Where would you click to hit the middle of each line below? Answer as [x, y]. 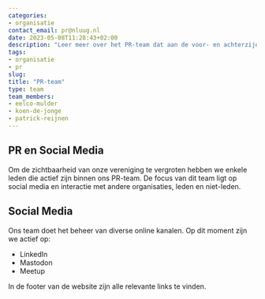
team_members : [32, 97]
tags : [17, 52]
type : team [26, 89]
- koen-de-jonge [35, 112]
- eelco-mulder [33, 104]
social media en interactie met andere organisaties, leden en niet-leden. [125, 186]
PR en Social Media [56, 151]
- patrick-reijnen [38, 119]
